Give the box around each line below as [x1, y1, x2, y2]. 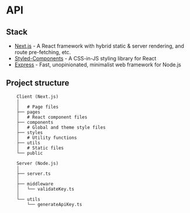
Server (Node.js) [16, 160, 59, 166]
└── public [16, 150, 43, 156]
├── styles [16, 130, 43, 136]
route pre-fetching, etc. [14, 49, 71, 56]
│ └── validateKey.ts [16, 186, 75, 192]
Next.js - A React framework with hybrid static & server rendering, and [14, 42, 184, 49]
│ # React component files [16, 114, 88, 120]
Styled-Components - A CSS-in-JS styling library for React [14, 55, 157, 62]
